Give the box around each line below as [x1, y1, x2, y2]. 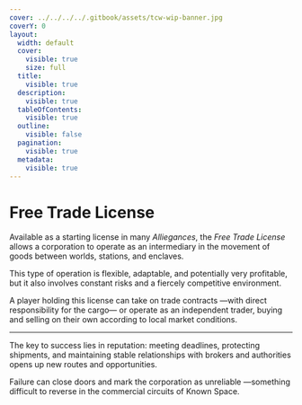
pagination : [17, 138, 63, 147]
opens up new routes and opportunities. [9, 359, 157, 370]
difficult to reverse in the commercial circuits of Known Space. [9, 386, 240, 397]
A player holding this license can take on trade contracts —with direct [9, 295, 267, 306]
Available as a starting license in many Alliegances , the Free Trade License [9, 232, 286, 242]
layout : [9, 30, 39, 39]
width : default [17, 38, 75, 48]
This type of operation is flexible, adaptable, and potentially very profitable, [9, 269, 288, 279]
